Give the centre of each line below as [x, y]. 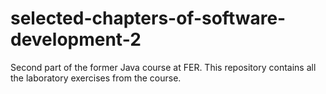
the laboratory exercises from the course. [96, 78]
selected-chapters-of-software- [148, 18]
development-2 [76, 39]
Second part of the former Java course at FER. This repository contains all [163, 67]
